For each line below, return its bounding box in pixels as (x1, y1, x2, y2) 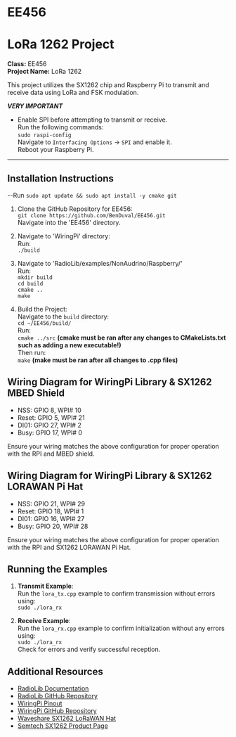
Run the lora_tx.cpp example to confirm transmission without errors (17, 589, 216, 598)
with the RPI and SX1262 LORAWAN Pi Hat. (7, 543, 131, 551)
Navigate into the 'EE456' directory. (17, 218, 121, 226)
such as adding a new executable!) (17, 340, 122, 349)
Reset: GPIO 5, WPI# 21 (17, 413, 86, 422)
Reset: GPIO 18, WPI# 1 (17, 507, 84, 515)
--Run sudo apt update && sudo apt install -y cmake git (7, 191, 178, 199)
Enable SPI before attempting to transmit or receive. (17, 115, 168, 124)
